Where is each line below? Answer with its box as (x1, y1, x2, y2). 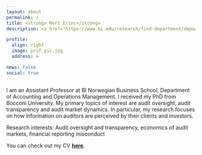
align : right (11, 42, 44, 48)
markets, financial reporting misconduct (6, 130, 105, 138)
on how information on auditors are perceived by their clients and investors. (6, 112, 194, 119)
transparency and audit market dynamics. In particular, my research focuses (6, 106, 195, 113)
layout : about (6, 8, 42, 15)
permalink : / (6, 14, 39, 21)
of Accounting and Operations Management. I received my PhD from (6, 93, 176, 100)
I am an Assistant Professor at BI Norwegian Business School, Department (6, 86, 190, 93)
